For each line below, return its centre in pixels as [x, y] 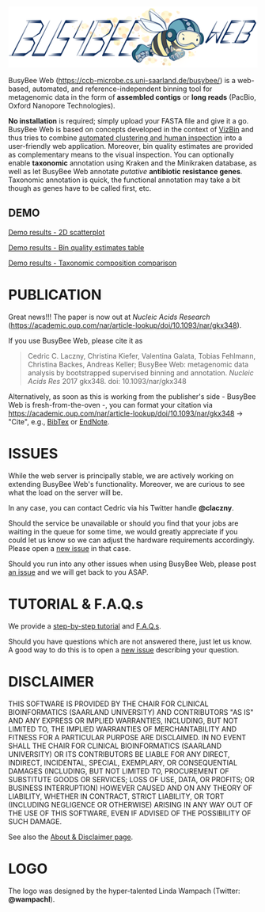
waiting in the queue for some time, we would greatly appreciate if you [123, 531]
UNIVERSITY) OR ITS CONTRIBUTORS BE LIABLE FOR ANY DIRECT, [119, 754]
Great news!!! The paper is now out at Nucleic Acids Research [110, 317]
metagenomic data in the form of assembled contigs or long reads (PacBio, [132, 97]
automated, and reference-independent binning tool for [122, 89]
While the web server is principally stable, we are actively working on [121, 475]
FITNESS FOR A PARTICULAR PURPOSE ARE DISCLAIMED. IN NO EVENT [127, 737]
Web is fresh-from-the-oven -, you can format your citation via [111, 405]
